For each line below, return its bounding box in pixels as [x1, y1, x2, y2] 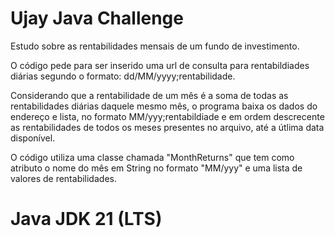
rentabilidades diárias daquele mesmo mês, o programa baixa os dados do [10, 100, 318, 112]
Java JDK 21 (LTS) [10, 208, 163, 231]
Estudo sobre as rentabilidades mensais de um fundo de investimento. [10, 40, 300, 52]
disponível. [10, 132, 56, 144]
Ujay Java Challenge [10, 7, 184, 30]
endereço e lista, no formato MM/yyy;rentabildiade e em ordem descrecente [10, 110, 325, 122]
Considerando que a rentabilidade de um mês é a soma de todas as [10, 89, 289, 101]
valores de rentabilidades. [10, 172, 117, 184]
